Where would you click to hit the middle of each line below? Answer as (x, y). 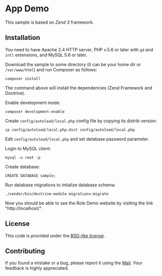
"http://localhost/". (24, 208)
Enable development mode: (33, 103)
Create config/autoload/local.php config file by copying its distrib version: (81, 121)
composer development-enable (35, 111)
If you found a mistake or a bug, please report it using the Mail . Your (74, 263)
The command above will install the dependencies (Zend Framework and (79, 88)
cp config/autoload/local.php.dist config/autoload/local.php (70, 130)
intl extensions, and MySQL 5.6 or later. (46, 55)
